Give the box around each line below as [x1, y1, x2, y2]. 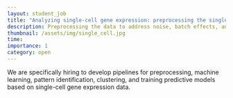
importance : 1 [7, 42, 49, 49]
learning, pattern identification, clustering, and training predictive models [7, 75, 216, 83]
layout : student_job [7, 10, 67, 17]
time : [7, 36, 23, 43]
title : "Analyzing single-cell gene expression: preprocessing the [7, 17, 207, 24]
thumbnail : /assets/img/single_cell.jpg [7, 29, 126, 37]
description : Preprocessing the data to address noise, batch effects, [7, 23, 218, 30]
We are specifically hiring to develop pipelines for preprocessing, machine [7, 67, 220, 76]
